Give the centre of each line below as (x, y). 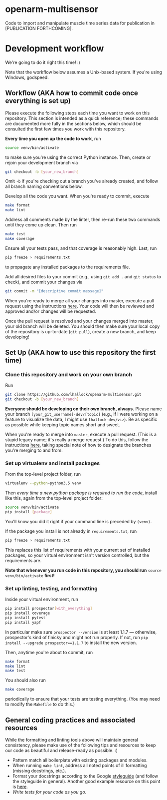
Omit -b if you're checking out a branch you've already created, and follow (82, 181)
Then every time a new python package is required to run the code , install (81, 493)
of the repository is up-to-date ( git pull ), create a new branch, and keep (81, 331)
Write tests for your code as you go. (49, 792)
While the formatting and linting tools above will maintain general (72, 740)
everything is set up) (38, 101)
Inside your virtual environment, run (42, 599)
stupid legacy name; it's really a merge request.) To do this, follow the (77, 440)
